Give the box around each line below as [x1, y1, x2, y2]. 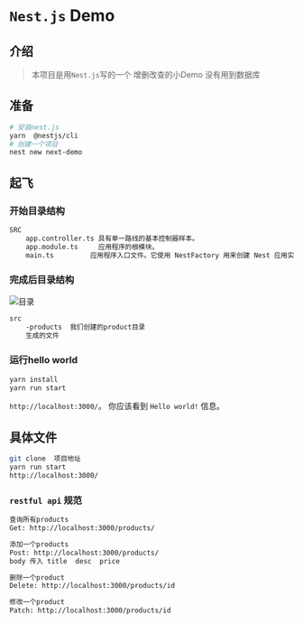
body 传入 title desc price [9, 556, 120, 565]
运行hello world [9, 354, 78, 367]
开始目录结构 [9, 204, 66, 217]
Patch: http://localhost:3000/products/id [9, 606, 171, 615]
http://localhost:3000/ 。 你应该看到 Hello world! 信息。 [9, 401, 225, 412]
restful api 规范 [9, 494, 83, 507]
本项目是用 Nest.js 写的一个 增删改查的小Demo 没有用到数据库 [31, 70, 261, 79]
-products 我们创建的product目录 [25, 322, 146, 331]
